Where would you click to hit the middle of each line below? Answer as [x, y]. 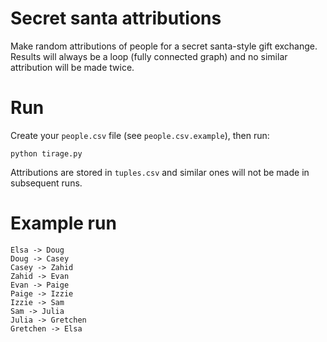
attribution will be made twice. [72, 67]
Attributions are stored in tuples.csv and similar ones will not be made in [160, 172]
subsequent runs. [46, 183]
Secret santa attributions [116, 18]
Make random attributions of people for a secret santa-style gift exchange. [164, 46]
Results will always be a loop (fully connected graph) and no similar [149, 56]
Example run [63, 223]
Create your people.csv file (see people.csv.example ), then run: [140, 135]
